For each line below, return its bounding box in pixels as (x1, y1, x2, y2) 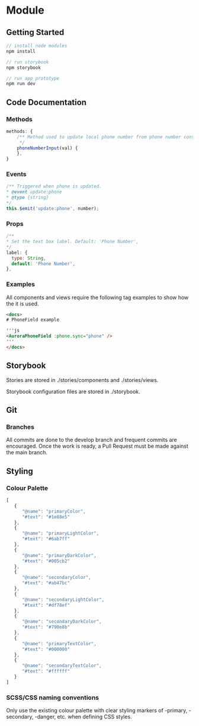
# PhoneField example (6, 317, 60, 323)
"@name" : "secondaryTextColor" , (21, 663, 102, 669)
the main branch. (6, 449, 47, 456)
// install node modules (6, 43, 68, 49)
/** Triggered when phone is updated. (6, 183, 102, 190)
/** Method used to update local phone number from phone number (17, 134, 182, 140)
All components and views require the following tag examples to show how (6, 294, 189, 301)
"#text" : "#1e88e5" (21, 514, 70, 520)
